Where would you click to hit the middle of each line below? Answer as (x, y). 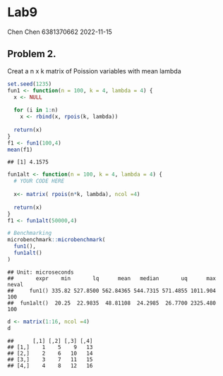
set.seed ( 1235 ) (30, 84)
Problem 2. (32, 54)
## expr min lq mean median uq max (112, 278)
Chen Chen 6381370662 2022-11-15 (60, 32)
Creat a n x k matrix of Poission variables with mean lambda (94, 71)
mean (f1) (20, 150)
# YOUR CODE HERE (39, 181)
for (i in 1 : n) (36, 110)
